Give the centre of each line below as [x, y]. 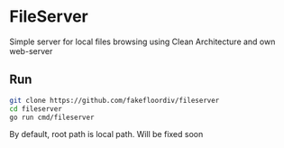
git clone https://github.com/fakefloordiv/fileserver [115, 100]
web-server [31, 51]
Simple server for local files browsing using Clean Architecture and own [142, 42]
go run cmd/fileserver [52, 117]
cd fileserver [36, 109]
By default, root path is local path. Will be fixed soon [106, 134]
